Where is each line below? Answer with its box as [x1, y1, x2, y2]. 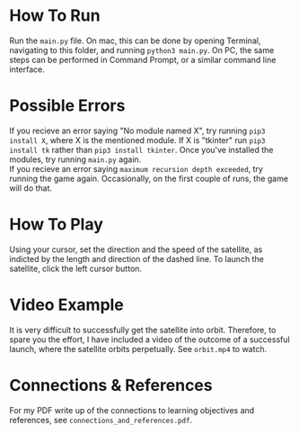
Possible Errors [9, 95, 126, 116]
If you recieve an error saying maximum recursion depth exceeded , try [9, 163, 263, 174]
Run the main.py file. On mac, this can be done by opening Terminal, [9, 35, 261, 46]
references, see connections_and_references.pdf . [9, 414, 193, 425]
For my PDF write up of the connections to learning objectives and [9, 404, 255, 415]
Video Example [9, 294, 124, 315]
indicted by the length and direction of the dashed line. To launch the [9, 253, 265, 264]
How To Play [9, 214, 103, 235]
